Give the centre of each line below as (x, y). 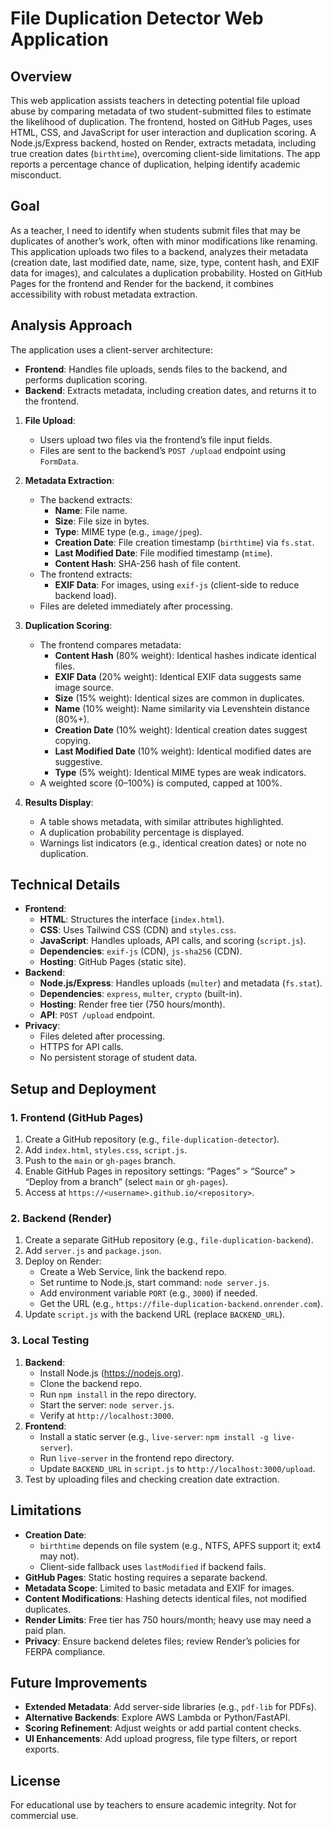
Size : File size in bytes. (102, 521)
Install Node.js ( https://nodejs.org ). (111, 1373)
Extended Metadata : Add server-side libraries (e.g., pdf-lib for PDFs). (170, 1707)
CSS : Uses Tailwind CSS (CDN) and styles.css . (138, 930)
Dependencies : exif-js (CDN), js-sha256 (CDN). (141, 951)
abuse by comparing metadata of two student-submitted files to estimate (161, 111)
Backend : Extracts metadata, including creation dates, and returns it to (170, 390)
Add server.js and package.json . (93, 1251)
